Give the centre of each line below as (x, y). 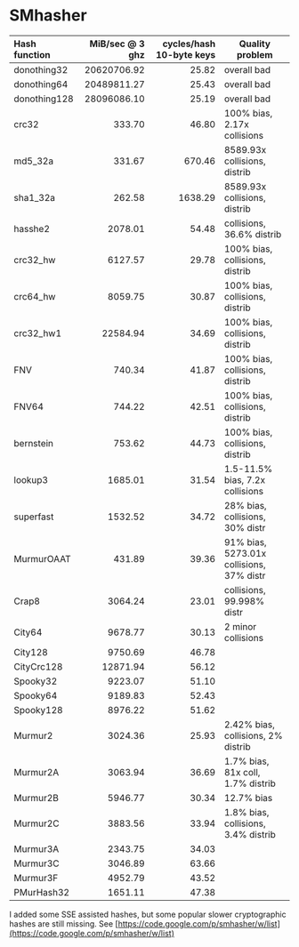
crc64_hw (35, 296)
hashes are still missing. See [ (64, 923)
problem (255, 54)
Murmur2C (36, 823)
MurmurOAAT (42, 558)
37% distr (245, 575)
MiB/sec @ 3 (117, 44)
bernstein (34, 443)
